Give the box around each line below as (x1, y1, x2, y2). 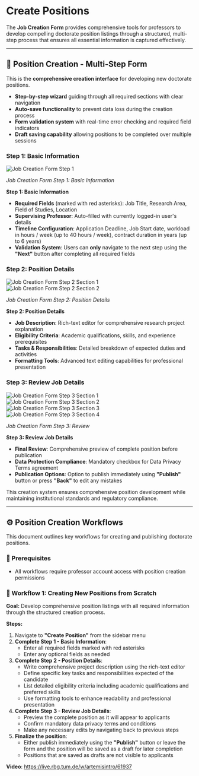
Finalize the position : (14, 733, 68, 740)
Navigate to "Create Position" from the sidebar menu (14, 632, 146, 639)
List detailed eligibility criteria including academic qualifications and (23, 682, 189, 689)
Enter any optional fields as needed (23, 651, 110, 658)
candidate (23, 676, 49, 683)
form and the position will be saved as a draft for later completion (23, 745, 183, 752)
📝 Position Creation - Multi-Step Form (6, 59, 147, 69)
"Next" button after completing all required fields (14, 251, 135, 258)
